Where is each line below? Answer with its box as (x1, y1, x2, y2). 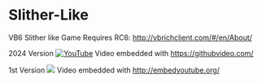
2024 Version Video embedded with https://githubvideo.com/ (8, 48, 254, 58)
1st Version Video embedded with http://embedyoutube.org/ (8, 65, 220, 75)
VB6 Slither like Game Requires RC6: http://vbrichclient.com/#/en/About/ (8, 33, 252, 42)
